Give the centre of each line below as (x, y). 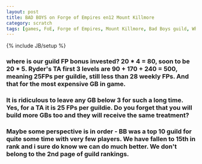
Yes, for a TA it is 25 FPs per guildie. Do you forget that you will (99, 108)
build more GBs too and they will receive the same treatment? (98, 115)
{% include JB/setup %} (36, 46)
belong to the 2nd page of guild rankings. (68, 154)
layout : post (23, 12)
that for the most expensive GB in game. (66, 84)
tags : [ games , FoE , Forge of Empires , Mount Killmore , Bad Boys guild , (98, 29)
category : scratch (29, 23)
